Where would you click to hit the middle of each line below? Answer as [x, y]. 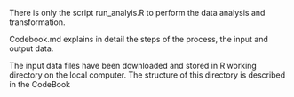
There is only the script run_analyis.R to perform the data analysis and [137, 13]
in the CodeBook [40, 84]
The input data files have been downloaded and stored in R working [133, 66]
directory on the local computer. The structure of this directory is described [147, 75]
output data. [32, 48]
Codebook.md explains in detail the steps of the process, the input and [139, 39]
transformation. [37, 22]
